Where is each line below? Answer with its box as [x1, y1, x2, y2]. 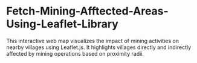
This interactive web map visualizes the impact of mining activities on [6, 37, 179, 44]
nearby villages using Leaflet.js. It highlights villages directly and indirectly [6, 44, 192, 51]
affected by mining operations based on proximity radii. [6, 50, 144, 57]
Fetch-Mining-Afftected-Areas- [6, 4, 169, 18]
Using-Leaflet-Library [6, 17, 119, 31]
